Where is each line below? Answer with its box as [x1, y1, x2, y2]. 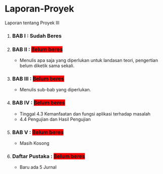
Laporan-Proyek [5, 3, 74, 15]
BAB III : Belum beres [12, 75, 64, 82]
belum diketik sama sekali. [19, 63, 75, 69]
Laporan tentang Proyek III [5, 20, 60, 26]
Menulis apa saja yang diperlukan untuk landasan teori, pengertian [19, 57, 158, 64]
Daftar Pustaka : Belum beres [12, 152, 85, 159]
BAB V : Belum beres [12, 129, 64, 136]
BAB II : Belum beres [12, 46, 63, 53]
